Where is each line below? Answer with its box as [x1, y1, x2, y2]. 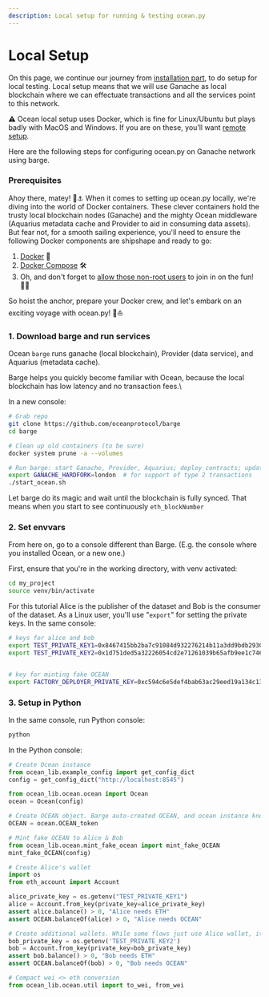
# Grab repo [8, 412, 48, 421]
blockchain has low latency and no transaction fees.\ [8, 382, 183, 391]
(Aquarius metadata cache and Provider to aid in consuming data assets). [8, 218, 251, 229]
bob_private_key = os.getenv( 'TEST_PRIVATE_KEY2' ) [8, 937, 181, 945]
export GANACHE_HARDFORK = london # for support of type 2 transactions [8, 471, 252, 480]
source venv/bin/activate [8, 587, 94, 595]
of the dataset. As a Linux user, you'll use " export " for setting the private [8, 610, 247, 620]
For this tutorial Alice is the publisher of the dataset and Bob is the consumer [8, 602, 261, 611]
